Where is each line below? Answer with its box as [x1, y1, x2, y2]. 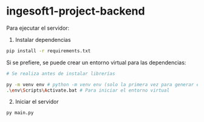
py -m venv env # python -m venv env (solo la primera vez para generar [6, 81, 194, 87]
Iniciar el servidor [15, 98, 59, 106]
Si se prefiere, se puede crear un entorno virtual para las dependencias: [6, 59, 186, 66]
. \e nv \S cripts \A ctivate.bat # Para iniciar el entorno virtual [6, 87, 170, 93]
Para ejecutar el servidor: [6, 24, 70, 32]
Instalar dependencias [15, 36, 71, 43]
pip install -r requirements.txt [6, 47, 91, 54]
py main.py [6, 110, 34, 116]
